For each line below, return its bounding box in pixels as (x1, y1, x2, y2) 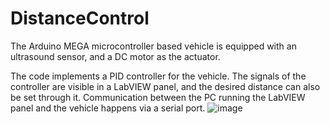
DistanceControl (10, 7, 150, 30)
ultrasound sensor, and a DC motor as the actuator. (10, 50, 221, 62)
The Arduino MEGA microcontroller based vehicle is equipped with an (10, 40, 297, 52)
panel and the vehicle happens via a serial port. (10, 102, 206, 114)
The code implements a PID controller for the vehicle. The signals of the (10, 70, 307, 82)
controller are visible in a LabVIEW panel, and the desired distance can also (10, 80, 321, 92)
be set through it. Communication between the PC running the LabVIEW (10, 91, 306, 103)
